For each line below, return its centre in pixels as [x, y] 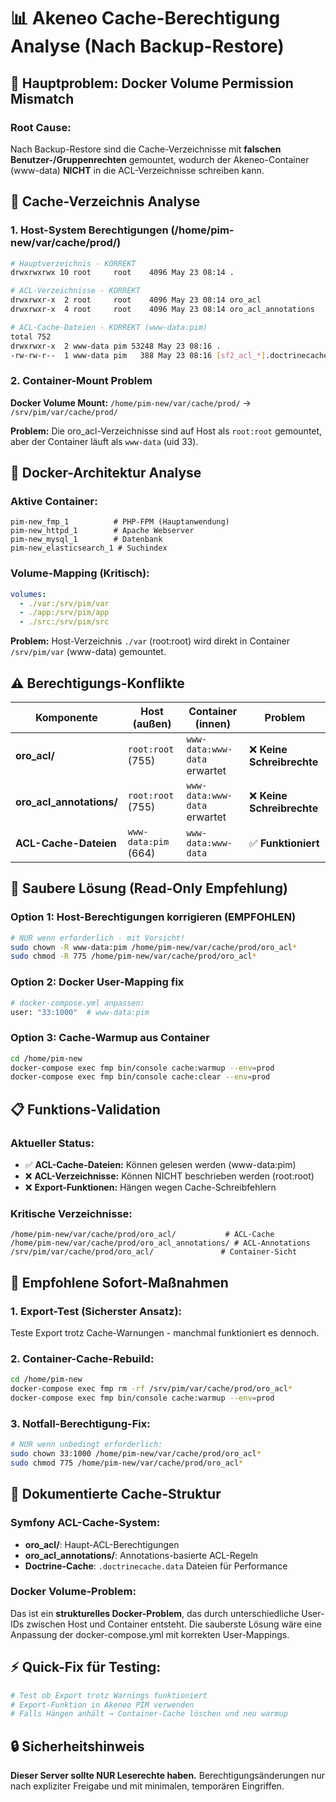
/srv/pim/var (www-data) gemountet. [88, 652]
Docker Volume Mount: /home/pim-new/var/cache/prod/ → [131, 402]
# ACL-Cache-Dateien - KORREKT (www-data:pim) [109, 327]
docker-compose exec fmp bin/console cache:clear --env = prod [140, 1077]
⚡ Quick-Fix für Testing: [86, 1667]
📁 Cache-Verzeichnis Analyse [105, 201]
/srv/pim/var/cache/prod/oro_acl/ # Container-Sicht [154, 1252]
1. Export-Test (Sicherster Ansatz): [96, 1311]
